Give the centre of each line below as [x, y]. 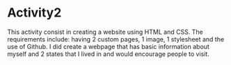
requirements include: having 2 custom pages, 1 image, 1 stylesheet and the [116, 39]
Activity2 [34, 13]
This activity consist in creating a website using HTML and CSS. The [105, 32]
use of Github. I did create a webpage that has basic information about [109, 46]
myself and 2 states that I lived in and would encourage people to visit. [109, 54]
